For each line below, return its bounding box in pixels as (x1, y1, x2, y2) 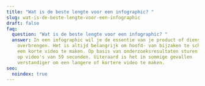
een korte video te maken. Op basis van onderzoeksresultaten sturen (17, 48, 198, 55)
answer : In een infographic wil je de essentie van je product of (12, 37, 184, 43)
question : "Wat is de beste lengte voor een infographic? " (12, 31, 168, 38)
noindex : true (12, 71, 48, 77)
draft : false (6, 20, 40, 26)
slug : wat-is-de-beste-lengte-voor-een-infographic (6, 15, 140, 21)
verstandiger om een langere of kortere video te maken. (17, 59, 165, 65)
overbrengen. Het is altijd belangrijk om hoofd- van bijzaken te (17, 43, 190, 49)
